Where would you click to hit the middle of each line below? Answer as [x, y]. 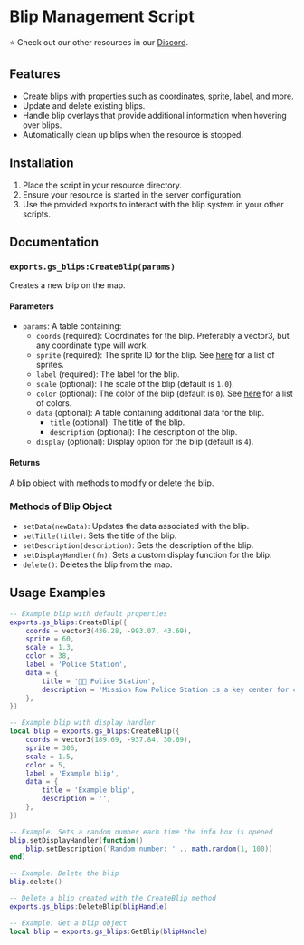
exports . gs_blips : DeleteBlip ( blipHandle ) [89, 906]
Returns [25, 463]
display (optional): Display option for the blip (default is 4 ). [145, 442]
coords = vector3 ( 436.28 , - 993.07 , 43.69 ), [109, 631]
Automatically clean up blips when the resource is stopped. [133, 134]
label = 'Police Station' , [76, 665]
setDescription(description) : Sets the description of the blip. [138, 545]
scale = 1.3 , [50, 648]
